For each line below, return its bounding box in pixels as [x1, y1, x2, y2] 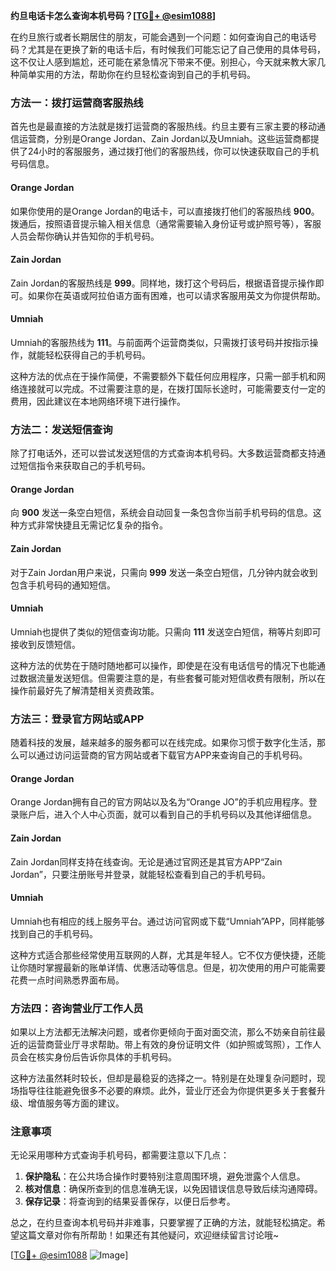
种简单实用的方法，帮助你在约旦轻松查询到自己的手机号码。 [10, 69, 256, 80]
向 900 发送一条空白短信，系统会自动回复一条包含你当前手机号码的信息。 [10, 507, 313, 519]
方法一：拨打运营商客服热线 [10, 95, 144, 109]
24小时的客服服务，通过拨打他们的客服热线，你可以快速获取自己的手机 [27, 145, 320, 158]
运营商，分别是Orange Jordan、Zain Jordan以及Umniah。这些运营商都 [18, 133, 311, 145]
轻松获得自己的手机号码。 [44, 349, 151, 361]
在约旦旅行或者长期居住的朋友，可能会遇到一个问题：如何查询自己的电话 [10, 31, 308, 43]
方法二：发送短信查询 [10, 422, 113, 436]
